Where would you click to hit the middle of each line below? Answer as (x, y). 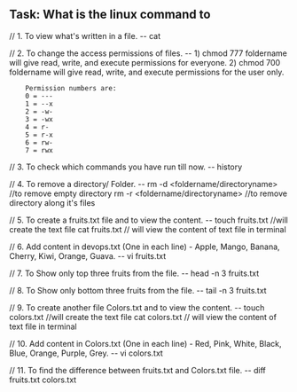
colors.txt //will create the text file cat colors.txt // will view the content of (143, 317)
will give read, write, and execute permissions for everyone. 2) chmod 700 (145, 62)
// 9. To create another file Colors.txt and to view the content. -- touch (137, 307)
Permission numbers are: (71, 88)
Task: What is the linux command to (110, 15)
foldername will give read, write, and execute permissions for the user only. (147, 72)
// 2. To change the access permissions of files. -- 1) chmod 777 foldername (148, 53)
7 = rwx (39, 150)
